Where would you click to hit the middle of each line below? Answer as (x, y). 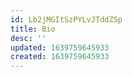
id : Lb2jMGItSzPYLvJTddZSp (66, 19)
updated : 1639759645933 (60, 47)
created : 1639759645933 (60, 57)
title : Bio (33, 29)
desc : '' (28, 38)
